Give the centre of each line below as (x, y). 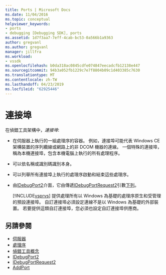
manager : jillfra (23, 52)
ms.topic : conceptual (28, 19)
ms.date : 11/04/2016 (27, 15)
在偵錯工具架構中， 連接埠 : (32, 130)
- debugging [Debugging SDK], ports (43, 33)
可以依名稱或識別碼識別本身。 (43, 164)
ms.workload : (19, 56)
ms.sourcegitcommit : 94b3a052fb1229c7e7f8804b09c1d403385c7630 (73, 71)
